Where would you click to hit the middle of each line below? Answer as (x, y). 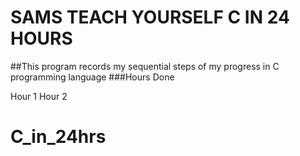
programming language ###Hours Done (92, 77)
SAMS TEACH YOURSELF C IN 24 (150, 17)
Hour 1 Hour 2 (39, 96)
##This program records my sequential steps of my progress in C (145, 66)
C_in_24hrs (58, 137)
